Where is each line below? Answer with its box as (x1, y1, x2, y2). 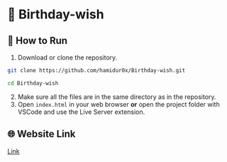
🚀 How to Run (7, 35, 68, 47)
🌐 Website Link (7, 128, 76, 140)
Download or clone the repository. (17, 53, 118, 62)
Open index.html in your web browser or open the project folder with (17, 100, 220, 108)
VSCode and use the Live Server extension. (17, 108, 145, 116)
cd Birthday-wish (7, 79, 59, 87)
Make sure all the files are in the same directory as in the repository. (17, 92, 216, 101)
